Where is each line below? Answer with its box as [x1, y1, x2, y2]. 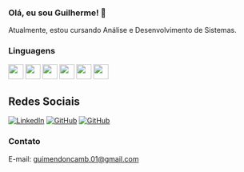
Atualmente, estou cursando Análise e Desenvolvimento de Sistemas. [8, 26, 238, 35]
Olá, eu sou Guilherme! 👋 [8, 7, 106, 18]
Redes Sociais [8, 94, 80, 108]
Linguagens [8, 46, 56, 57]
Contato [8, 136, 41, 147]
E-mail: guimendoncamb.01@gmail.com [8, 154, 139, 163]
